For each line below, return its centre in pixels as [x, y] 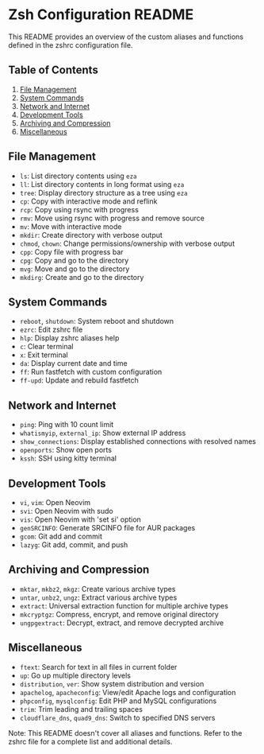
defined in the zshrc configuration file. [71, 45]
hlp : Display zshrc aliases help [69, 338]
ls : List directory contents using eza [78, 176]
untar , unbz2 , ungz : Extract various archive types [98, 597]
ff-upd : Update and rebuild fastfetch [79, 380]
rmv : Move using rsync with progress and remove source [112, 218]
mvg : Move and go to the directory [75, 269]
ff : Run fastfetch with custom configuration [91, 372]
